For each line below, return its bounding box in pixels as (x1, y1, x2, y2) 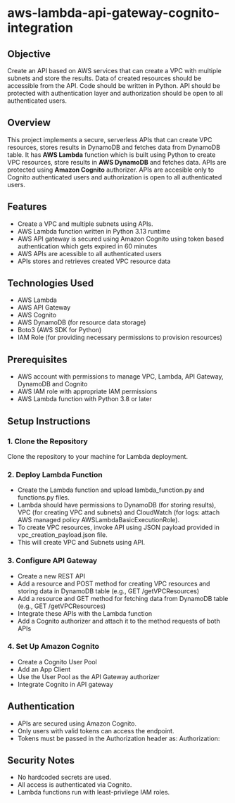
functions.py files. (17, 493, 70, 502)
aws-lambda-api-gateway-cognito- (7, 5, 220, 21)
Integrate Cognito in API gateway (17, 680, 114, 688)
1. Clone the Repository (7, 436, 88, 446)
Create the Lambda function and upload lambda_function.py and (17, 486, 205, 494)
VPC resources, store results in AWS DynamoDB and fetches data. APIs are (7, 158, 227, 166)
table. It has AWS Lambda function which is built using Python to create (7, 150, 216, 159)
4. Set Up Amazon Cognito (7, 642, 100, 652)
